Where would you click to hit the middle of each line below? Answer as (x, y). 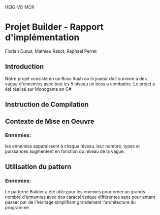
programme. (18, 207)
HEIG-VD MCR (20, 7)
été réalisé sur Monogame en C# (38, 89)
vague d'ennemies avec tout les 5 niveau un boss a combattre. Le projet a (80, 84)
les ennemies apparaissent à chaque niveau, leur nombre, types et (73, 146)
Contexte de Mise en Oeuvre (50, 121)
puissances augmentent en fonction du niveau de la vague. (65, 151)
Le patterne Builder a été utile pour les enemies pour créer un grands (75, 191)
